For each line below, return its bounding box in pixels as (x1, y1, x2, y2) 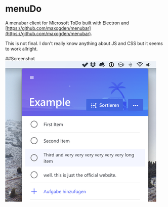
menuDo (5, 3, 42, 15)
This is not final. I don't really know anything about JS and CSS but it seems (5, 40, 163, 46)
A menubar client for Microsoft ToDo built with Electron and (5, 20, 129, 26)
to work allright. (5, 46, 38, 52)
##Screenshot (5, 55, 35, 61)
